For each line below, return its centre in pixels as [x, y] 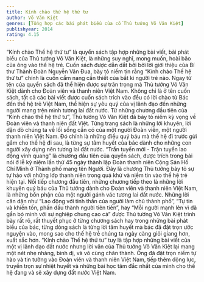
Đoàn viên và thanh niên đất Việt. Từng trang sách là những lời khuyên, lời [99, 123]
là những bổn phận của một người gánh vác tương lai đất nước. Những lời [98, 195]
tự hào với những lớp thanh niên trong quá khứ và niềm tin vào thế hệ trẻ [97, 175]
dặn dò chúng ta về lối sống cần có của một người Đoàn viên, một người [97, 130]
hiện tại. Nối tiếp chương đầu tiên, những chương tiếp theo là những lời [95, 182]
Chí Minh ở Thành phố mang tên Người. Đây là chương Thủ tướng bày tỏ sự [100, 169]
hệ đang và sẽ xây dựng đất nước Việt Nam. [61, 273]
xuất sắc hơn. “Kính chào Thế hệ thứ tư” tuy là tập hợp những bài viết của [98, 240]
